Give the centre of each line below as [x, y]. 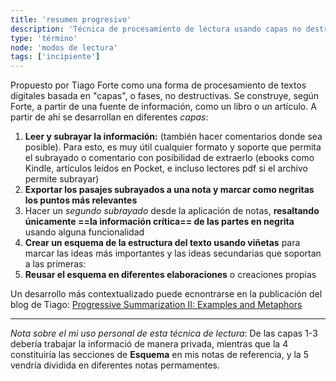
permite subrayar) [62, 179]
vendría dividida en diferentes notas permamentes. [115, 365]
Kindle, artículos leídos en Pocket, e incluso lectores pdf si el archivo [166, 168]
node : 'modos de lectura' [64, 47]
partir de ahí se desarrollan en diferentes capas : [109, 117]
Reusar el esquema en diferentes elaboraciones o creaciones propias [170, 275]
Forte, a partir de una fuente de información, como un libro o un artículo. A [163, 107]
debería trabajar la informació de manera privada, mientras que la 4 [149, 344]
